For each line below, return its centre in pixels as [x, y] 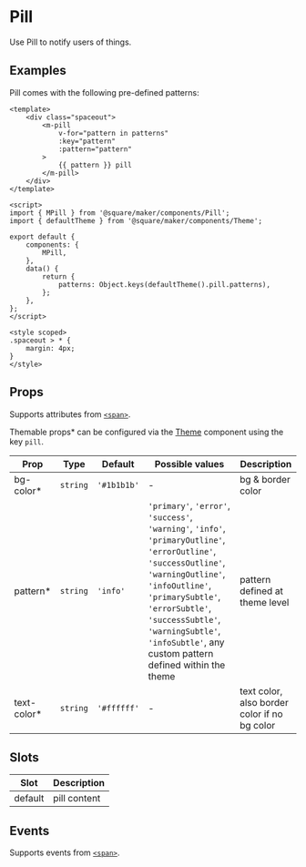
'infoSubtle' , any [186, 642]
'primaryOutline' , [187, 539]
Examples [38, 71]
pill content [77, 799]
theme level [265, 602]
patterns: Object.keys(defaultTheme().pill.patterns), [164, 284]
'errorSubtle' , [180, 607]
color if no [262, 714]
